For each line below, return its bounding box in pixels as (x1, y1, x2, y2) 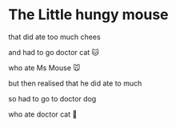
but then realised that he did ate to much (8, 78, 142, 88)
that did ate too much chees (8, 32, 102, 42)
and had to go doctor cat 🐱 (8, 47, 100, 57)
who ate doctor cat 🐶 (8, 109, 78, 119)
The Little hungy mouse (8, 6, 170, 24)
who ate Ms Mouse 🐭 (8, 62, 81, 73)
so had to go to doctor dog (8, 93, 97, 103)
